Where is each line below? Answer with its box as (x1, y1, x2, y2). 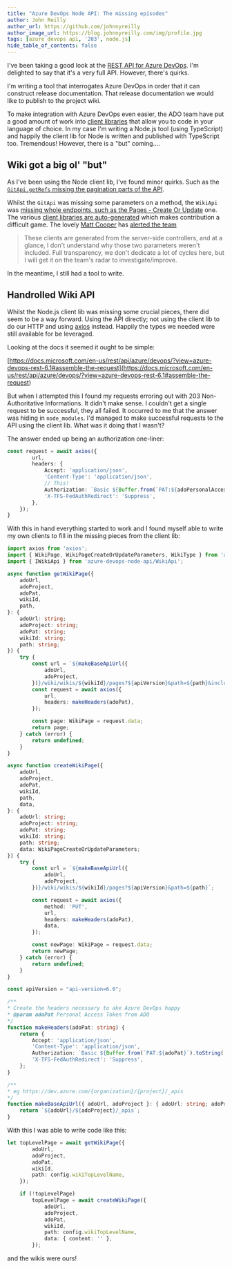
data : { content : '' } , (43, 1236, 113, 1242)
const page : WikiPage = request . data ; (32, 718, 144, 725)
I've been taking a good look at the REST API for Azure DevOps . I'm (7, 61, 199, 69)
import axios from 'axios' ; (7, 545, 88, 553)
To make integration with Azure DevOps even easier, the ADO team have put (7, 110, 224, 118)
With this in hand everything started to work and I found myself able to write (7, 524, 224, 532)
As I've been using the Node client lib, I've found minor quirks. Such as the (7, 177, 220, 186)
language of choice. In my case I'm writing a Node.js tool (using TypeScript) (7, 125, 223, 133)
